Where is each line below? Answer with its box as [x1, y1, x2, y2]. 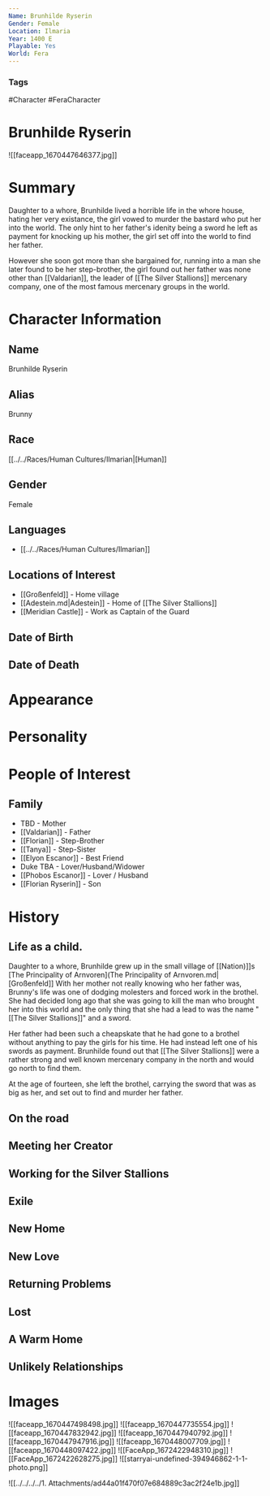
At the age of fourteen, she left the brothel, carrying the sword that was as [8, 1079, 257, 1089]
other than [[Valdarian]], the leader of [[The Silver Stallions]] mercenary [8, 273, 247, 283]
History [8, 908, 60, 926]
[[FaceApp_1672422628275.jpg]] [8, 1454, 118, 1463]
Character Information [8, 310, 162, 329]
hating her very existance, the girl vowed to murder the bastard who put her [8, 215, 262, 224]
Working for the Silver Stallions [8, 1167, 169, 1181]
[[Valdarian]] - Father [19, 827, 92, 837]
